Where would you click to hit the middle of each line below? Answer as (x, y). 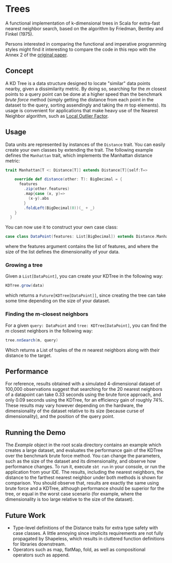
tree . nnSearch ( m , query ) (32, 340)
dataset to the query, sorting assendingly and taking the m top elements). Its (86, 105)
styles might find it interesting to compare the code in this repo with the (81, 49)
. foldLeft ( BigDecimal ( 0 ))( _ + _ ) (59, 208)
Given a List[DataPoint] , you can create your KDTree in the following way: (84, 276)
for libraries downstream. (39, 544)
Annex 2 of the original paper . (37, 55)
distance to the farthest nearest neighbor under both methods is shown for (84, 477)
